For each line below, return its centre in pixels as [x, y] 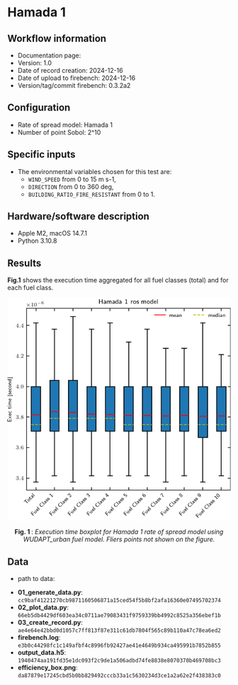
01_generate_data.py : [50, 592]
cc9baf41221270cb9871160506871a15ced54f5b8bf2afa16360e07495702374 [119, 601]
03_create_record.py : [50, 623]
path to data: [36, 579]
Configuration [39, 108]
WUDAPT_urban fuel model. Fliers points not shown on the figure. [119, 539]
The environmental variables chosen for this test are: [95, 171]
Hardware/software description [79, 217]
